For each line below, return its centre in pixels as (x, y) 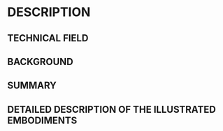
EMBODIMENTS (42, 120)
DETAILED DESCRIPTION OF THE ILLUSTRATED (112, 109)
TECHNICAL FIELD (48, 38)
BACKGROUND (40, 61)
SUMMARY (32, 86)
